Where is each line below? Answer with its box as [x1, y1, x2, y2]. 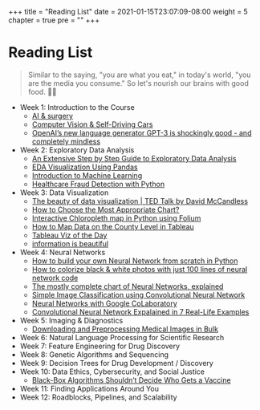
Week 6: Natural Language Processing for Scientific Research [19, 332, 225, 342]
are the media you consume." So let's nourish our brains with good [27, 78, 249, 87]
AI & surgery [31, 111, 74, 120]
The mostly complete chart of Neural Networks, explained [31, 281, 224, 291]
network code [31, 273, 79, 282]
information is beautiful [31, 238, 109, 248]
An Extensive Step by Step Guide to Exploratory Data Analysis [31, 153, 237, 163]
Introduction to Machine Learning [31, 170, 143, 180]
